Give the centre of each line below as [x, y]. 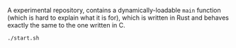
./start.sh [23, 38]
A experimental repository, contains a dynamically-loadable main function [114, 10]
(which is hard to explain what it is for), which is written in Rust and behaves [118, 18]
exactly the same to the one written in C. [66, 25]
